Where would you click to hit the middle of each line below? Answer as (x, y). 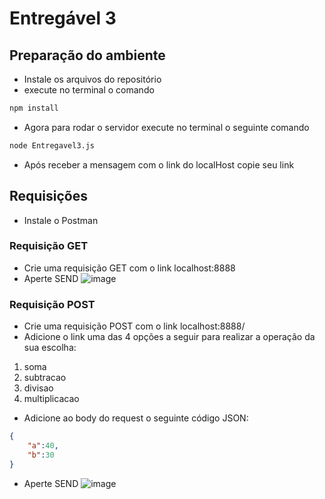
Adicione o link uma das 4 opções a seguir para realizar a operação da (169, 337)
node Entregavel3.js (52, 145)
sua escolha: (50, 348)
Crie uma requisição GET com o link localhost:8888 (129, 268)
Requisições (49, 196)
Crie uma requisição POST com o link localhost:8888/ (134, 326)
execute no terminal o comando (89, 90)
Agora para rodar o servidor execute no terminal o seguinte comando (166, 127)
